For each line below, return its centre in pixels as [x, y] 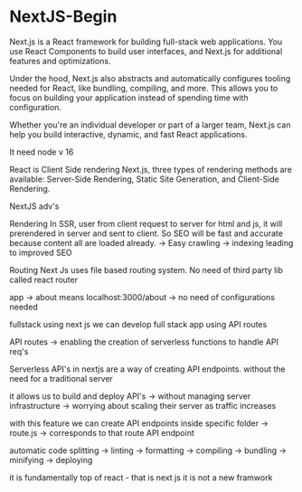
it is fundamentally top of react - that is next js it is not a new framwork [141, 478]
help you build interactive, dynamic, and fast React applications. [128, 134]
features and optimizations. [60, 61]
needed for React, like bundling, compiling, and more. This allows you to [144, 88]
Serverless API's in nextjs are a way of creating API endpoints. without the [147, 369]
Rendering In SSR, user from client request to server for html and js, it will [146, 223]
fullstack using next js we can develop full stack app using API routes [138, 324]
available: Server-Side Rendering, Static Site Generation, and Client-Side [145, 179]
